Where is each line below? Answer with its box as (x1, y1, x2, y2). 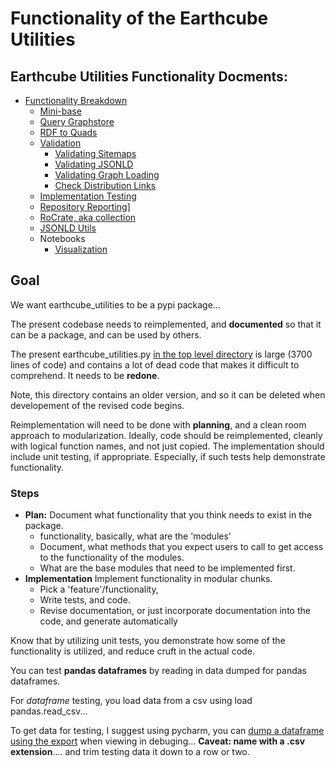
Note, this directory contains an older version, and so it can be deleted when (10, 388, 326, 401)
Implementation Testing (39, 190, 137, 202)
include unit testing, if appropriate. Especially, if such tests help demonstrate (10, 450, 326, 462)
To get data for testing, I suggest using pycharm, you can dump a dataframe (10, 725, 325, 737)
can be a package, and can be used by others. (10, 328, 202, 341)
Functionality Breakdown (24, 95, 128, 106)
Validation (39, 137, 82, 149)
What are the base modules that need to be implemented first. (39, 562, 296, 574)
